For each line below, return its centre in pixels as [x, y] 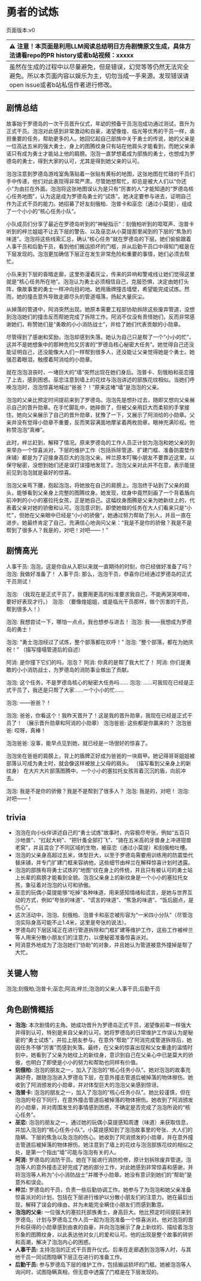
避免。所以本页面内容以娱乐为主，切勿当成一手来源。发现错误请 [99, 75]
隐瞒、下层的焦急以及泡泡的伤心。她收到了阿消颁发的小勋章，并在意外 [101, 1137]
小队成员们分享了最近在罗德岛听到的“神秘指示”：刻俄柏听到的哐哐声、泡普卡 [100, 224]
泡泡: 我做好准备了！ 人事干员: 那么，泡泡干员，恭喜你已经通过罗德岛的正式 [99, 574]
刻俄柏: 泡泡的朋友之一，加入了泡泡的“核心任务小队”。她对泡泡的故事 [100, 1070]
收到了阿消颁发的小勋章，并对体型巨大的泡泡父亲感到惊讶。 [88, 1085]
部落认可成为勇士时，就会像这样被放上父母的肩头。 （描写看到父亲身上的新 [99, 763]
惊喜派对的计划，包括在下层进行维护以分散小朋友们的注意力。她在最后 [101, 1197]
